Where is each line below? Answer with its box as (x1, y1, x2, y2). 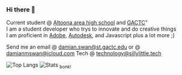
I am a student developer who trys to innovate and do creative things (6, 25, 177, 32)
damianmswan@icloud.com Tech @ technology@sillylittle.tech (6, 50, 162, 57)
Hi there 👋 (6, 5, 36, 14)
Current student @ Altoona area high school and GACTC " (6, 19, 148, 26)
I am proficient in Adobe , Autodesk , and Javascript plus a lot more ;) (6, 32, 175, 39)
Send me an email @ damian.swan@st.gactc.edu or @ (6, 43, 141, 50)
